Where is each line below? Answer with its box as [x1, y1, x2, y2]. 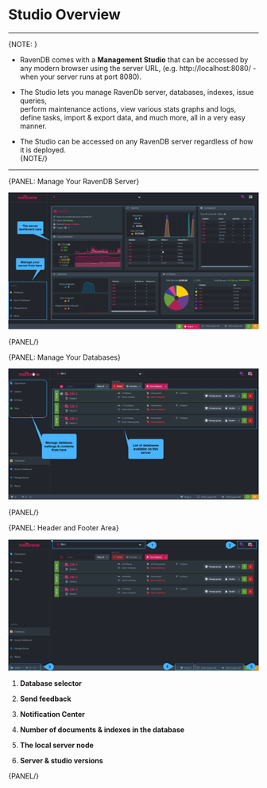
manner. [19, 121, 48, 131]
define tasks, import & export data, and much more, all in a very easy [19, 112, 246, 122]
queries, [19, 96, 48, 105]
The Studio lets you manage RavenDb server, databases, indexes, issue [19, 87, 254, 97]
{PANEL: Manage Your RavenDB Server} [8, 176, 140, 186]
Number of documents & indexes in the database [19, 725, 185, 735]
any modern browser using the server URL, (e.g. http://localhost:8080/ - [19, 63, 257, 73]
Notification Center [19, 710, 85, 719]
